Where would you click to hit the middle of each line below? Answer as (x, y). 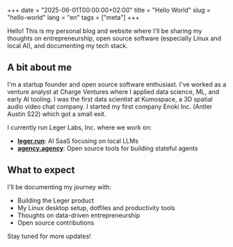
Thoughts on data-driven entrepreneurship (79, 215)
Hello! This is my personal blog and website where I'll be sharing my (105, 31)
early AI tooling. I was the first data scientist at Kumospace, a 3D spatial (110, 99)
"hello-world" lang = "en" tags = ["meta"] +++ (74, 17)
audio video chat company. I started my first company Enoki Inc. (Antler (110, 106)
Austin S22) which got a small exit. (57, 113)
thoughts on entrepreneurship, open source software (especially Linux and (114, 38)
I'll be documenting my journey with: (59, 186)
